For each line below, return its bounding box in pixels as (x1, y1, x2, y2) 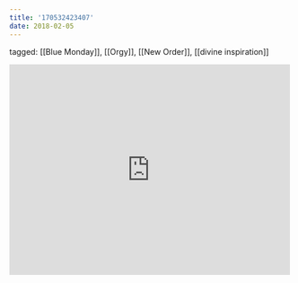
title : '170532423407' (9, 13, 94, 22)
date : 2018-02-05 (9, 22, 74, 31)
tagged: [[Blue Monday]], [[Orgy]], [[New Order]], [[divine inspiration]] (9, 46, 269, 57)
